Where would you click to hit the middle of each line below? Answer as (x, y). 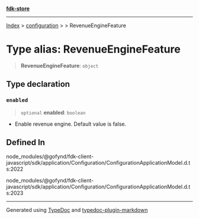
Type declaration (38, 84)
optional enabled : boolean (53, 112)
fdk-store (18, 9)
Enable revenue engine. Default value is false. (70, 124)
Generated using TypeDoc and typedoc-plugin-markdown (77, 210)
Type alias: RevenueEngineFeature (93, 49)
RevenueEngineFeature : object (60, 66)
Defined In (26, 143)
